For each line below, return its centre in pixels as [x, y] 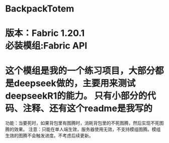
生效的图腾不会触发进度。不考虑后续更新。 [49, 135]
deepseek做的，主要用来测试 [75, 83]
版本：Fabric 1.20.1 [45, 33]
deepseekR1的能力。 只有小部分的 [76, 96]
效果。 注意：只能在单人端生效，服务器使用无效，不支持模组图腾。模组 [87, 129]
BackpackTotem [40, 9]
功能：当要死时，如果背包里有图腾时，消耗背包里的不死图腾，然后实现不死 [82, 123]
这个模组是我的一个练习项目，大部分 [80, 70]
